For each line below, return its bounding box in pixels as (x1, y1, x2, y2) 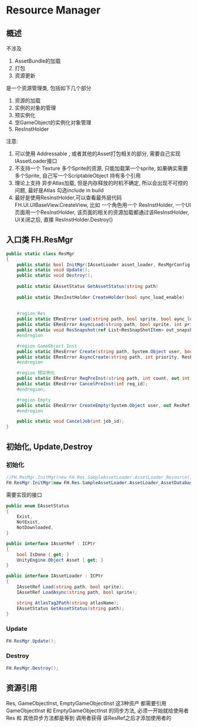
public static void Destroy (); (16, 273, 93, 278)
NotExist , (16, 519, 41, 525)
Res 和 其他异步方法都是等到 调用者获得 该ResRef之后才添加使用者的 (6, 714, 172, 721)
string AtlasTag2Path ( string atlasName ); (16, 600, 119, 606)
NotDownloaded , (16, 525, 54, 531)
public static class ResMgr (6, 250, 75, 257)
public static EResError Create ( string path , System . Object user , (16, 348, 182, 355)
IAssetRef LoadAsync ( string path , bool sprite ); (16, 589, 138, 595)
